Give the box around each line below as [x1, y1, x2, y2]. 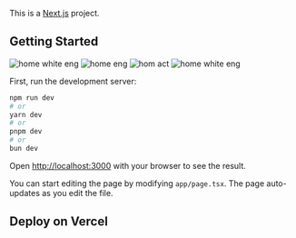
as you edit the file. [42, 187, 113, 198]
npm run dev [9, 93, 54, 103]
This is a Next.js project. [9, 8, 100, 18]
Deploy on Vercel [9, 213, 109, 230]
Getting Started [9, 34, 99, 49]
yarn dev [9, 110, 43, 119]
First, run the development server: [9, 75, 137, 86]
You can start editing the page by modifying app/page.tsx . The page [9, 177, 265, 189]
